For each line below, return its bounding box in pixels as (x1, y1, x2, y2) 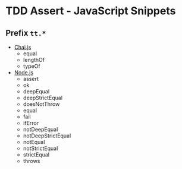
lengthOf (23, 57, 45, 63)
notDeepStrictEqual (23, 132, 71, 139)
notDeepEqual (23, 126, 58, 133)
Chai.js (14, 43, 32, 51)
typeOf (23, 62, 40, 70)
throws (23, 158, 40, 164)
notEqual (23, 139, 45, 145)
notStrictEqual (23, 145, 58, 152)
